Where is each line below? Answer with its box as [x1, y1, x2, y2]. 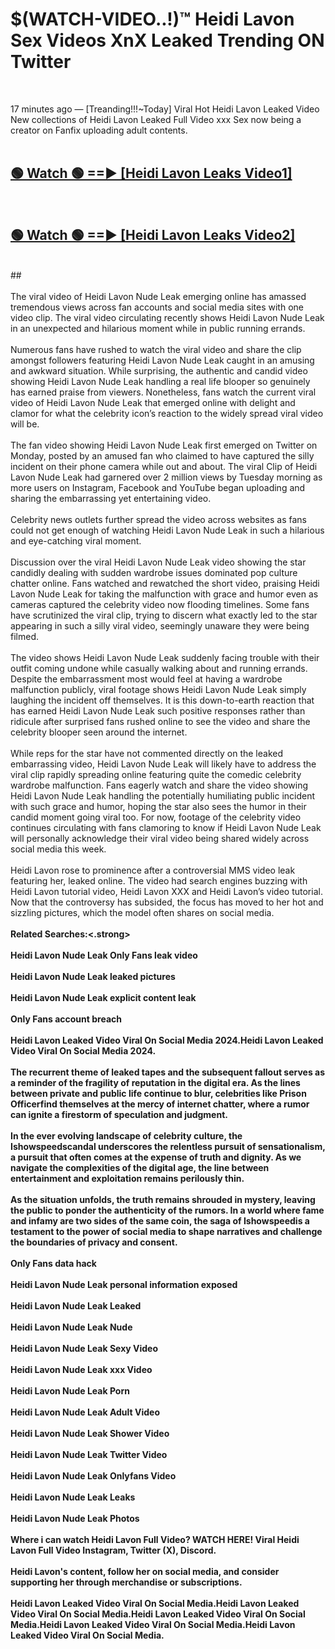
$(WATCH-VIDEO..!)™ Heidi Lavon [10, 8, 295, 31]
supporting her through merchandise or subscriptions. [10, 1576, 243, 1588]
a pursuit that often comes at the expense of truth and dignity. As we [10, 1151, 302, 1163]
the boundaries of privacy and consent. [10, 1236, 178, 1248]
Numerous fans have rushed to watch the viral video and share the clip [10, 343, 302, 355]
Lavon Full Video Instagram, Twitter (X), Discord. [10, 1544, 217, 1556]
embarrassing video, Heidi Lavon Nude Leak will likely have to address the [10, 758, 317, 770]
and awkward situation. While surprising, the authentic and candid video [10, 364, 308, 377]
